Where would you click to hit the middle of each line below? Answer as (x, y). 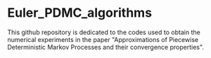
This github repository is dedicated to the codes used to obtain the (104, 32)
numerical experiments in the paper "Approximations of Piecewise (103, 39)
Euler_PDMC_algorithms (80, 13)
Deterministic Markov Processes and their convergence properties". (105, 47)
